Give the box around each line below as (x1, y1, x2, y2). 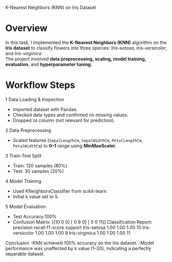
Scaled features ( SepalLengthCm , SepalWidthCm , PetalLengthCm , (12, 137, 143, 143)
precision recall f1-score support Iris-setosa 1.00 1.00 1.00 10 (12, 224, 142, 231)
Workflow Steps (5, 79, 75, 91)
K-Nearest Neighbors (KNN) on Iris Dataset (5, 5, 97, 10)
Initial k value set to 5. (12, 193, 59, 200)
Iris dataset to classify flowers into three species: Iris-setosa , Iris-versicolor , (5, 45, 167, 51)
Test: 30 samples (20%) (12, 168, 64, 174)
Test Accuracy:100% (12, 213, 57, 219)
